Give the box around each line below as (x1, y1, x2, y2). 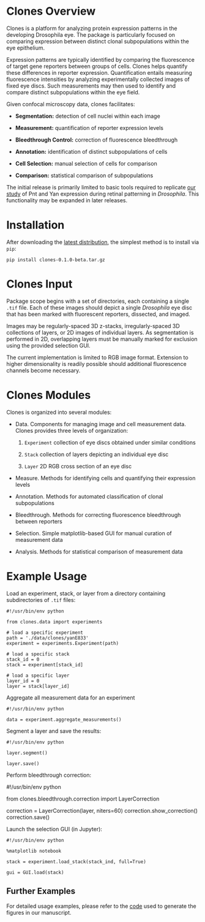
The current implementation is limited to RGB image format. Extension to (6, 354, 188, 361)
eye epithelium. (6, 44, 45, 51)
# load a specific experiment (6, 630, 84, 636)
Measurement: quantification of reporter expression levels (15, 124, 164, 131)
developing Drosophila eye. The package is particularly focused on (6, 31, 176, 38)
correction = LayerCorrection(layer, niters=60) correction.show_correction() (6, 807, 198, 814)
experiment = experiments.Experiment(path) (6, 640, 119, 646)
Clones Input (6, 277, 73, 291)
